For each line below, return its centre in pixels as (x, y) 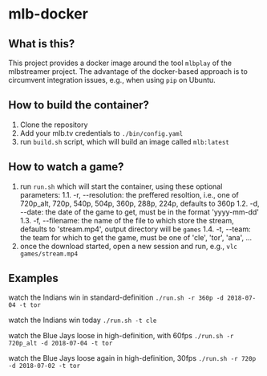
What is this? (42, 44)
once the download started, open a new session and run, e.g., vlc (129, 246)
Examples (33, 278)
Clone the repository (54, 125)
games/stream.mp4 (49, 254)
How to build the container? (79, 105)
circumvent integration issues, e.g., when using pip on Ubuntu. (112, 80)
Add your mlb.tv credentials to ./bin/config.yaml (101, 133)
